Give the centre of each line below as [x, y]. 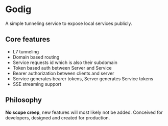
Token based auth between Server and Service [62, 68]
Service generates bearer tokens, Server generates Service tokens [83, 78]
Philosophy [24, 100]
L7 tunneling [26, 51]
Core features [28, 39]
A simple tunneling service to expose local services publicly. [69, 23]
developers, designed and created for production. [58, 117]
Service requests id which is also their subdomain [65, 62]
